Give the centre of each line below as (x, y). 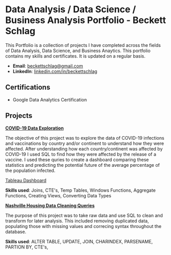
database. (16, 232)
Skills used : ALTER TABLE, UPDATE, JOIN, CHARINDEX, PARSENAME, (79, 241)
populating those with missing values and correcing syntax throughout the (83, 226)
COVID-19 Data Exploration (34, 128)
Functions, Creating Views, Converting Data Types (58, 195)
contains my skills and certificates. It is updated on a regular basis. (75, 56)
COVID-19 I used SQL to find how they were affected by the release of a (81, 154)
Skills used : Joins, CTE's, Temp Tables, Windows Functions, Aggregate (80, 190)
